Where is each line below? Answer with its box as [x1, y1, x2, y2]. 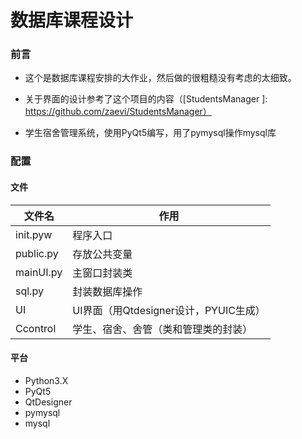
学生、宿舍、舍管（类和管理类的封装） [72, 322, 253, 336]
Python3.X [24, 374, 69, 386]
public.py [15, 246, 59, 260]
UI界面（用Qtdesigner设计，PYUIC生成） [72, 303, 266, 317]
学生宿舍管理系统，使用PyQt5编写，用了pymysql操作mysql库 [24, 127, 277, 139]
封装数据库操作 [72, 284, 143, 298]
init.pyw [15, 227, 53, 241]
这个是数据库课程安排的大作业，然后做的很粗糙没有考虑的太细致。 [24, 72, 297, 84]
